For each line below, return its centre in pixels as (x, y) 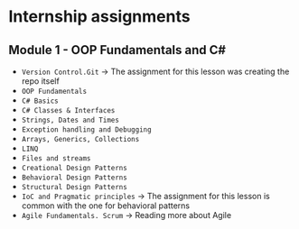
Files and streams (56, 159)
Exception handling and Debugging (86, 130)
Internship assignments (99, 17)
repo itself (40, 81)
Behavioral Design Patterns (74, 178)
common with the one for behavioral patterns (106, 206)
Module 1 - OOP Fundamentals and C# (117, 50)
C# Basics (40, 101)
